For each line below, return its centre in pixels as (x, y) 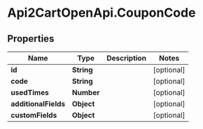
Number (86, 92)
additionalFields (38, 104)
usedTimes (30, 92)
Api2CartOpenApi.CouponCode (101, 13)
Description (126, 58)
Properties (31, 39)
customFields (34, 115)
